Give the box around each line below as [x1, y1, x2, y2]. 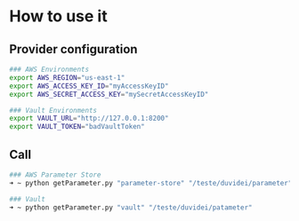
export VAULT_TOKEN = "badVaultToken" [9, 122, 145, 131]
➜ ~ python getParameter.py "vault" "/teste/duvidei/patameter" [9, 202, 253, 212]
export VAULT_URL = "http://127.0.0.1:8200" [9, 114, 169, 123]
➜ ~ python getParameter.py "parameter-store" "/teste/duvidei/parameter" [9, 178, 293, 187]
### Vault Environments [9, 106, 98, 114]
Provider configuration [9, 42, 138, 57]
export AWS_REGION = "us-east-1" [9, 73, 125, 82]
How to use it [9, 6, 109, 27]
